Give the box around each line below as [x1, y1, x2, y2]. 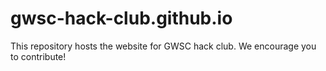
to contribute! [10, 50, 67, 62]
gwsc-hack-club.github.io [10, 7, 233, 30]
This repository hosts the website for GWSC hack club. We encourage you [10, 40, 317, 52]
